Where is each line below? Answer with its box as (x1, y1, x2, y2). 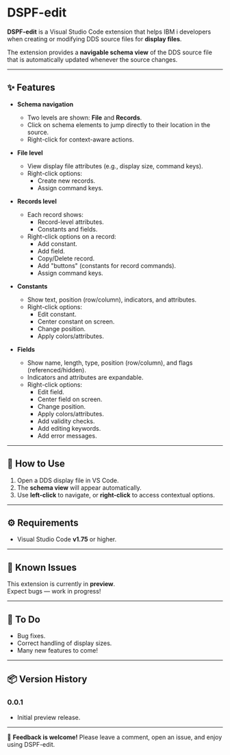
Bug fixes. (16, 632, 46, 640)
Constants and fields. (37, 225, 98, 233)
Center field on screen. (37, 395, 103, 403)
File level (16, 148, 43, 157)
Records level (16, 197, 57, 205)
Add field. (37, 247, 65, 255)
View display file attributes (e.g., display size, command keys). (27, 161, 203, 170)
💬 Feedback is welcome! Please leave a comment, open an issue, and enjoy (7, 733, 222, 741)
